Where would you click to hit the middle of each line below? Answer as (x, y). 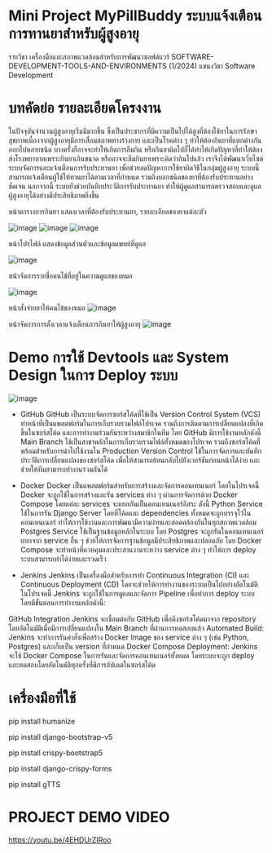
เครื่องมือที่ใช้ (42, 698)
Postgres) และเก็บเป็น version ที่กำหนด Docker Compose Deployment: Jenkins (133, 646)
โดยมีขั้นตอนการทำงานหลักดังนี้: (63, 602)
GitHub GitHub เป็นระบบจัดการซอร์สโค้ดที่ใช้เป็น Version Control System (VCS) (140, 414)
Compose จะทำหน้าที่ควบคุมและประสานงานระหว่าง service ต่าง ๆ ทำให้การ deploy (138, 549)
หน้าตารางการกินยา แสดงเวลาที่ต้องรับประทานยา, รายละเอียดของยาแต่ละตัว (107, 211)
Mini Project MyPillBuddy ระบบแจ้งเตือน (135, 16)
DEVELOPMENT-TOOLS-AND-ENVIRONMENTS (88, 66)
